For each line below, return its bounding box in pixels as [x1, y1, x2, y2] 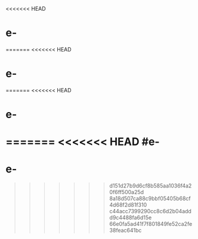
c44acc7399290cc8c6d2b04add [109, 208, 192, 215]
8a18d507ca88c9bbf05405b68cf [109, 195, 191, 202]
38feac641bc [109, 227, 142, 234]
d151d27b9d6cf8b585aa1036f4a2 [109, 182, 192, 189]
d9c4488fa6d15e [109, 214, 152, 221]
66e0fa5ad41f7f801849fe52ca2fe [109, 220, 193, 228]
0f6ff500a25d [109, 189, 144, 196]
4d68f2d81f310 [109, 201, 147, 208]
